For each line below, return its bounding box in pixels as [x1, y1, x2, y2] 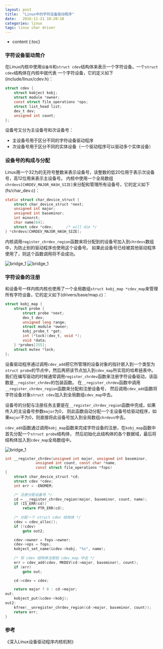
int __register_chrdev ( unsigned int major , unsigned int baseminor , [5, 456, 147, 461]
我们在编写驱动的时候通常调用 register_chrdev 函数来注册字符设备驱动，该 [5, 373, 154, 379]
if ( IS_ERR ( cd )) [14, 501, 47, 506]
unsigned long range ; [22, 320, 67, 325]
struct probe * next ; [22, 311, 64, 315]
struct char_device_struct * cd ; [14, 474, 80, 479]
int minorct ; [14, 216, 41, 221]
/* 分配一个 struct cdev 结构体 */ [14, 515, 81, 520]
